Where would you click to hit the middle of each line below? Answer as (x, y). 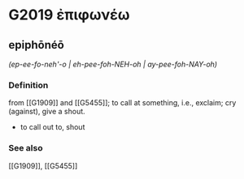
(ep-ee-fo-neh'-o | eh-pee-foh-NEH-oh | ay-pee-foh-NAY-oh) (113, 64)
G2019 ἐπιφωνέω (69, 15)
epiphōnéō (37, 45)
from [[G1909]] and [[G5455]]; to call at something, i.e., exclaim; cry (122, 103)
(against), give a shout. (47, 112)
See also (26, 148)
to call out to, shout (52, 127)
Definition (28, 85)
